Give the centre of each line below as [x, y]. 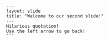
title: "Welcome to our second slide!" [55, 16]
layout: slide [24, 11]
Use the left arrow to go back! [46, 31]
